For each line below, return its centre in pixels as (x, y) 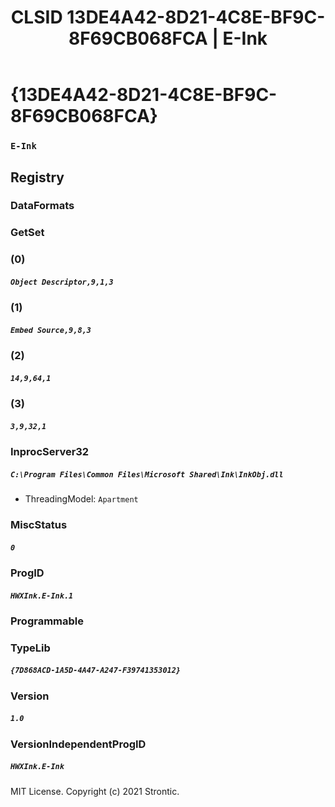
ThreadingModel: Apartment (81, 499)
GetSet (27, 233)
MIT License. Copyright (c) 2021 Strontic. (95, 791)
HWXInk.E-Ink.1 (42, 596)
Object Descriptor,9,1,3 (62, 282)
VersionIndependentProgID (78, 744)
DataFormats (42, 206)
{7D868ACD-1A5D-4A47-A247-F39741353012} (96, 671)
